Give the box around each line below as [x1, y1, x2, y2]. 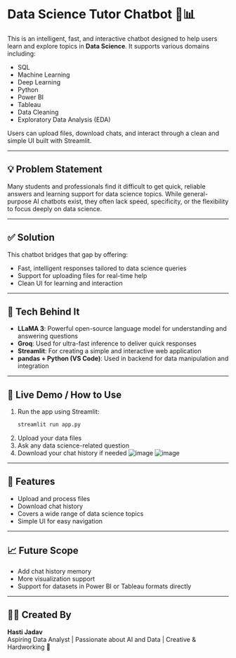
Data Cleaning [17, 108, 59, 116]
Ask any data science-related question [17, 441, 130, 450]
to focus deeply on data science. [7, 204, 103, 213]
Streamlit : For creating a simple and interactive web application [17, 347, 202, 355]
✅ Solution [7, 232, 55, 243]
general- [183, 189, 209, 198]
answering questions [17, 332, 79, 341]
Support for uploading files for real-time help [17, 271, 147, 279]
